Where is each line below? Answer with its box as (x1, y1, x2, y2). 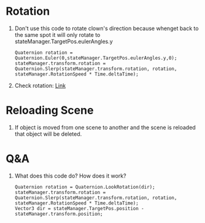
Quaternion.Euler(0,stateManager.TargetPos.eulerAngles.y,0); (14, 55, 177, 61)
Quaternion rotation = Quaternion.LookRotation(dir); (14, 184, 155, 190)
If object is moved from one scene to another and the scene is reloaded (14, 123, 196, 131)
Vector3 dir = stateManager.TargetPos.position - (14, 205, 145, 211)
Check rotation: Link (14, 82, 66, 89)
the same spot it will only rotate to (14, 31, 101, 38)
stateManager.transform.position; (14, 211, 103, 217)
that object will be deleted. (14, 130, 82, 138)
